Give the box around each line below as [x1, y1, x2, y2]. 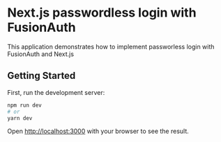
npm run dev [7, 102, 42, 109]
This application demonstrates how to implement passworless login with [7, 42, 215, 51]
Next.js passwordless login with [7, 5, 197, 21]
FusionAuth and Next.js [7, 50, 75, 58]
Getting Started [7, 70, 76, 82]
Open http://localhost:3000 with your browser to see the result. [7, 127, 190, 136]
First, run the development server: [7, 88, 105, 96]
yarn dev [7, 114, 33, 122]
